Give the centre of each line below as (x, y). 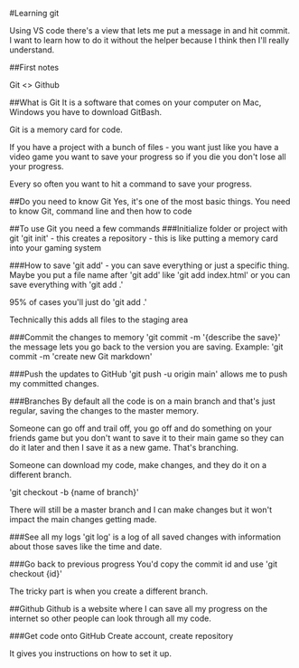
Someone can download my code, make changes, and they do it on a (138, 465)
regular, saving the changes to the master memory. (104, 410)
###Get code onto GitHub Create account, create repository (121, 636)
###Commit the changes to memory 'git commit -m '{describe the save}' (145, 337)
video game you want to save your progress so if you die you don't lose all (148, 157)
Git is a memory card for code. (66, 129)
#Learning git (34, 13)
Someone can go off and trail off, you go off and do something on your (141, 428)
